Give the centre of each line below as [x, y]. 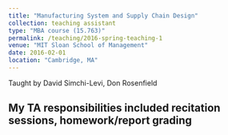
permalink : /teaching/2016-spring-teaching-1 [85, 38]
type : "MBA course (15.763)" [57, 30]
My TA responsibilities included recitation [114, 108]
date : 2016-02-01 [37, 53]
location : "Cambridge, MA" [53, 61]
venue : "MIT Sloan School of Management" [78, 46]
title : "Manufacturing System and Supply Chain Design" [103, 16]
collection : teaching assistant [62, 23]
